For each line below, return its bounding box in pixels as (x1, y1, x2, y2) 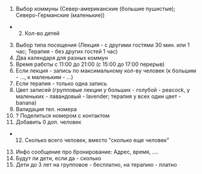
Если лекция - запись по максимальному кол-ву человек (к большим (15, 67, 197, 74)
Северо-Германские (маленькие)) (15, 11, 105, 19)
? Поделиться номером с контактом (15, 112, 110, 119)
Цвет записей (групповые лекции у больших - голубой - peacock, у (15, 86, 190, 93)
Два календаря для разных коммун (15, 54, 108, 61)
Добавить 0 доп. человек (15, 118, 82, 126)
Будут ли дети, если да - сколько (15, 155, 102, 162)
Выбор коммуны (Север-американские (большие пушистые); (15, 5, 176, 12)
